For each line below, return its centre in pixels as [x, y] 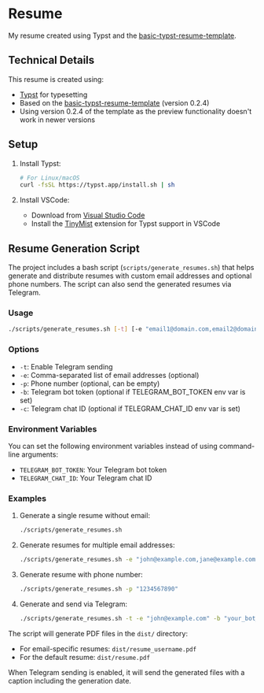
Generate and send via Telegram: [73, 604]
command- [237, 446]
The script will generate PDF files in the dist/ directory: [98, 633]
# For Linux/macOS [49, 178]
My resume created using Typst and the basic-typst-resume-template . [123, 35]
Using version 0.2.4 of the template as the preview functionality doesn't [136, 111]
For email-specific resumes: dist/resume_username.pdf [108, 649]
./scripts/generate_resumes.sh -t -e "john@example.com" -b [120, 618]
